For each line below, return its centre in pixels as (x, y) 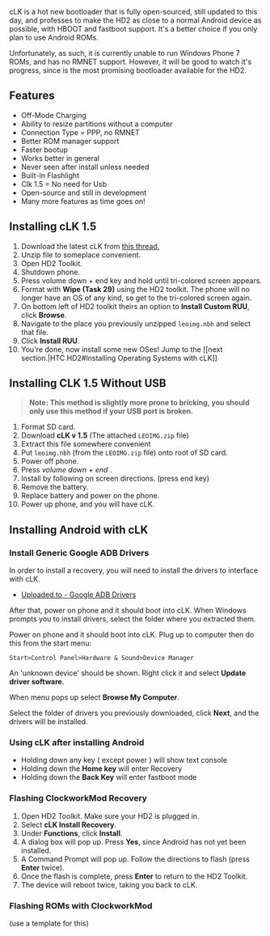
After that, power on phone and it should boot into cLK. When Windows (128, 611)
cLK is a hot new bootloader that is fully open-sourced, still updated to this (133, 12)
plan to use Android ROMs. (54, 37)
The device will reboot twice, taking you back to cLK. (109, 884)
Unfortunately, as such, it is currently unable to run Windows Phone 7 (125, 53)
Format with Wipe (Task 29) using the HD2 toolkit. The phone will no (135, 289)
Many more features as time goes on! (83, 201)
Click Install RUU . (50, 341)
